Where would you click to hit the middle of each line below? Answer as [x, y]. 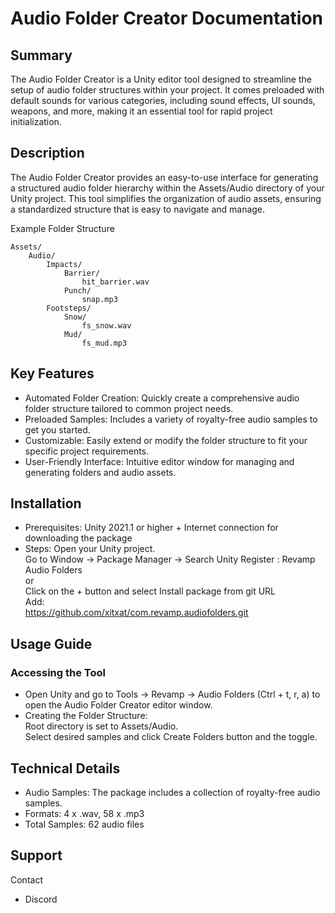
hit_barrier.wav [115, 282]
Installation [46, 503]
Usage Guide [51, 643]
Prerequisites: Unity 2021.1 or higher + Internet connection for [151, 528]
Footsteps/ [69, 308]
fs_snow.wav [106, 325]
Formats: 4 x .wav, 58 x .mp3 [84, 813]
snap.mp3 [99, 299]
